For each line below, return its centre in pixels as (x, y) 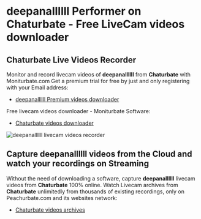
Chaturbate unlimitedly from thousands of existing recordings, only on (96, 191)
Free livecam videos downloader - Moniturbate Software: (78, 111)
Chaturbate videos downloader (54, 123)
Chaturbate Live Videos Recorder (71, 60)
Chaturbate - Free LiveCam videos (96, 24)
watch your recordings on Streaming (78, 164)
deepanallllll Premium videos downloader (67, 99)
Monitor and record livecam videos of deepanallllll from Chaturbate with (99, 74)
